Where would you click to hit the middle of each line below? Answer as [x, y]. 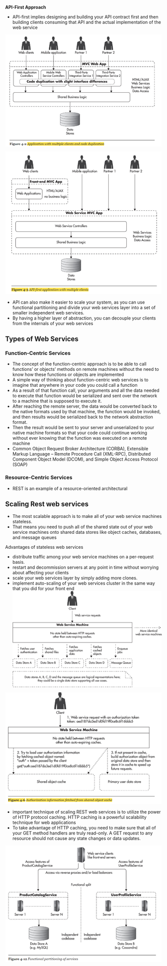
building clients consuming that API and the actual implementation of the [87, 22]
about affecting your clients [41, 572]
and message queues [35, 537]
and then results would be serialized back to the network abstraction [83, 417]
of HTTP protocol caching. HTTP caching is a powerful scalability [79, 817]
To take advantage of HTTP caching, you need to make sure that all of [84, 828]
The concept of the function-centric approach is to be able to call [79, 364]
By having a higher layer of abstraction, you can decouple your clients [84, 318]
